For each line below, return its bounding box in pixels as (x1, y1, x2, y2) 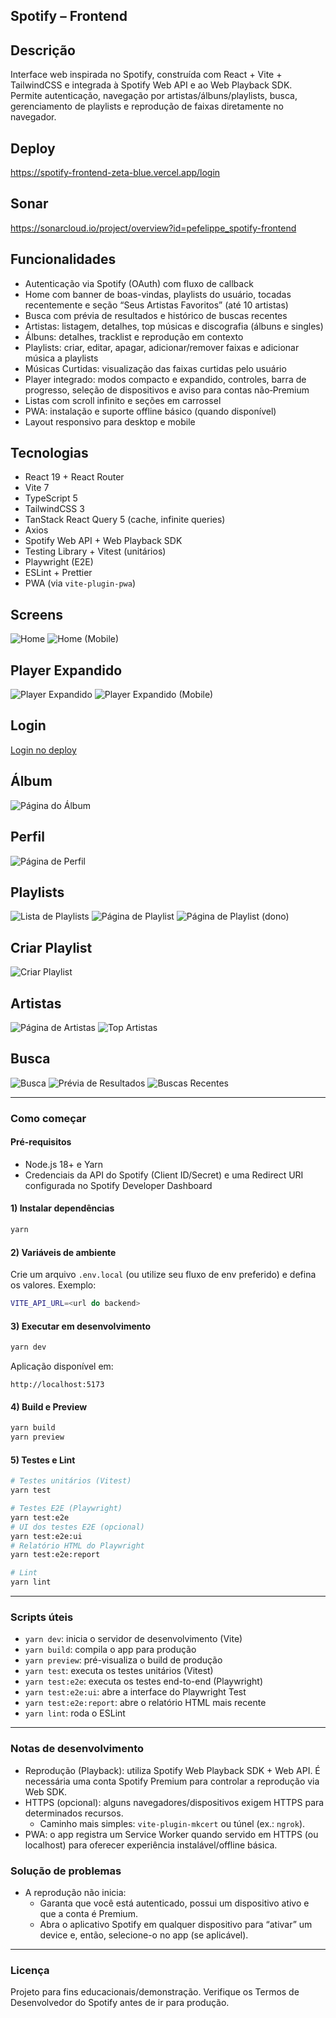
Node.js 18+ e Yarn (24, 1158, 104, 1170)
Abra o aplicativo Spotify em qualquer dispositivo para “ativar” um (39, 1918, 313, 1930)
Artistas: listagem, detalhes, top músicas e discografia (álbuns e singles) (24, 320, 324, 332)
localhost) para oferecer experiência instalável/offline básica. (24, 1839, 278, 1851)
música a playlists (24, 352, 99, 364)
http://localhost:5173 (10, 1380, 105, 1390)
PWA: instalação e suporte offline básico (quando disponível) (24, 405, 277, 417)
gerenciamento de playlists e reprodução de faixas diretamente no (10, 100, 284, 113)
